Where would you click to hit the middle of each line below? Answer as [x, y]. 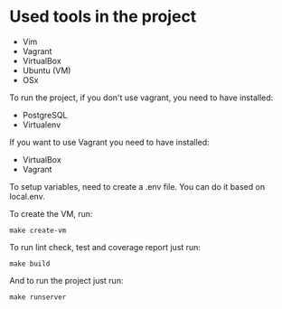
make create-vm [38, 230]
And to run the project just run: [66, 280]
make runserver [38, 297]
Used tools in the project [103, 17]
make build [30, 264]
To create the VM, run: [51, 213]
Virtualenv [42, 125]
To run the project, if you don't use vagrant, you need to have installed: [141, 98]
